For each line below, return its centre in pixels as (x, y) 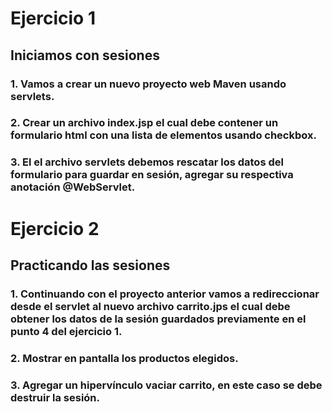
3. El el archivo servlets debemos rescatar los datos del (147, 162)
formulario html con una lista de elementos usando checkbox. (163, 135)
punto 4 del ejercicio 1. (66, 331)
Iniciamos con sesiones (85, 55)
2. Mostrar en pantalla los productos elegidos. (124, 358)
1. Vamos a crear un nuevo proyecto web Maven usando (148, 84)
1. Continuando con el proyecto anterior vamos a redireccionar (165, 294)
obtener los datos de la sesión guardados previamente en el (158, 319)
